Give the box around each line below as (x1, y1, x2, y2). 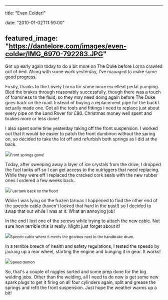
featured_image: (5, 34, 58, 43)
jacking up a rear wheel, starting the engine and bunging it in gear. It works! (5, 248, 161, 254)
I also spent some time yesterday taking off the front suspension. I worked (5, 125, 158, 131)
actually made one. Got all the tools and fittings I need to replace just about (5, 105, 160, 111)
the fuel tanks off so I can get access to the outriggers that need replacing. (5, 167, 159, 173)
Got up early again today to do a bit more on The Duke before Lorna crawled (5, 63, 163, 69)
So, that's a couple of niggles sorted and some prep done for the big (5, 268, 146, 274)
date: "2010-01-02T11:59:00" (5, 20, 65, 26)
